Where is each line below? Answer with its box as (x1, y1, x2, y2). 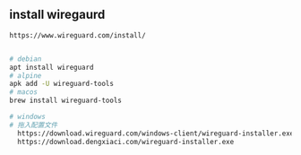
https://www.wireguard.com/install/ (9, 30, 146, 39)
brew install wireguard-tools (9, 96, 123, 106)
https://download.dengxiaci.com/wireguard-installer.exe (17, 137, 235, 146)
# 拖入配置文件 (9, 120, 58, 129)
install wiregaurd (9, 7, 106, 22)
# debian (9, 54, 42, 64)
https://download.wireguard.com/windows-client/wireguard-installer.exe (17, 129, 295, 138)
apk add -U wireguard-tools (9, 80, 115, 89)
